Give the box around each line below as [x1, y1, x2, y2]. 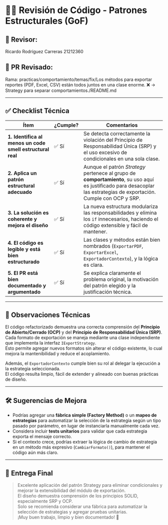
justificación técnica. [83, 288, 132, 295]
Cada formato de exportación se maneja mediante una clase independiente [5, 335, 160, 341]
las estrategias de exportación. [83, 188, 156, 195]
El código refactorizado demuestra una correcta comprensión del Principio [5, 324, 160, 330]
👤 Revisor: [5, 35, 37, 44]
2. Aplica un [7, 169, 37, 176]
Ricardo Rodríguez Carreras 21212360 [5, 49, 83, 54]
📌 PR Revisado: [5, 63, 53, 72]
